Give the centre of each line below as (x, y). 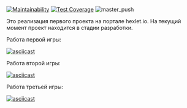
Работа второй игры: (34, 63)
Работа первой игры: (34, 39)
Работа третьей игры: (35, 87)
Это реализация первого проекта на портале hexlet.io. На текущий (94, 21)
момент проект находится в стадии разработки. (70, 28)
